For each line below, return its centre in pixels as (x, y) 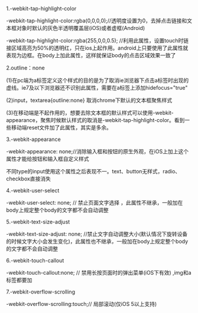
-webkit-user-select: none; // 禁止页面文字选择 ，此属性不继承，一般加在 (95, 202)
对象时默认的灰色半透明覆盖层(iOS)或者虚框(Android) (81, 28)
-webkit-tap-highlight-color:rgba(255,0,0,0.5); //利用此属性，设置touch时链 (98, 40)
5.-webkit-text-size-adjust (38, 222)
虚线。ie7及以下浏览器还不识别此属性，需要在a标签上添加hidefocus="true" (97, 88)
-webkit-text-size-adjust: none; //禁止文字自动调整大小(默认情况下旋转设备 (97, 234)
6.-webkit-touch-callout (35, 261)
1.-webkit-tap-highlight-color (41, 9)
